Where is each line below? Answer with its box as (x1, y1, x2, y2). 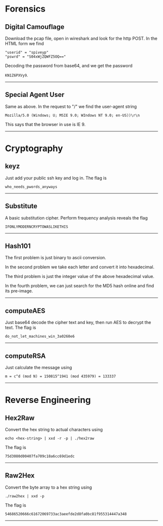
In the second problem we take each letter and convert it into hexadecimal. (5, 264, 155, 270)
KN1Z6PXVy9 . (5, 72, 28, 78)
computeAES (5, 307, 46, 315)
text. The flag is (5, 325, 36, 330)
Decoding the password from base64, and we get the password (5, 63, 132, 68)
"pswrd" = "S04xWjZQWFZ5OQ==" (5, 54, 66, 59)
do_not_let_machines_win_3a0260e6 (5, 334, 75, 339)
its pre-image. (5, 288, 33, 294)
